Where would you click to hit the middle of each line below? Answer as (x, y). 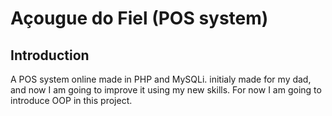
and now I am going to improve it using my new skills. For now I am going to (166, 90)
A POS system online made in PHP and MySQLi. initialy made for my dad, (161, 79)
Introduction (50, 55)
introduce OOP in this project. (71, 100)
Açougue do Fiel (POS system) (139, 18)
